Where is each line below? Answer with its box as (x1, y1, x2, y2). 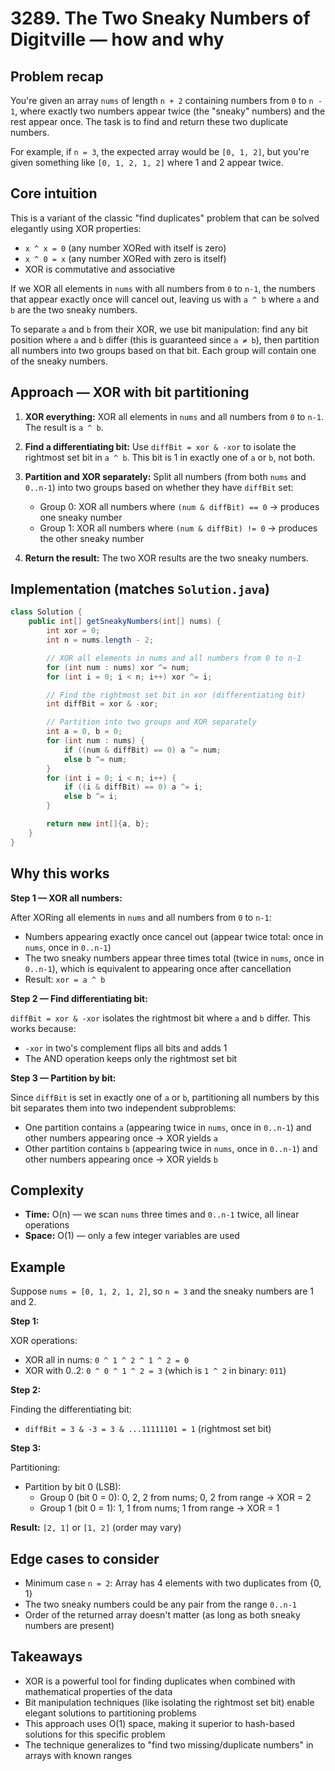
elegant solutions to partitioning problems (24, 1707, 197, 1719)
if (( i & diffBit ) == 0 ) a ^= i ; (63, 782, 204, 792)
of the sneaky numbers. (10, 355, 109, 367)
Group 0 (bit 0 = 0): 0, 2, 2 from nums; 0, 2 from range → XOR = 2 (39, 1492, 312, 1504)
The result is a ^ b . (24, 421, 104, 433)
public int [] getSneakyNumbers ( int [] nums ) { (28, 617, 222, 627)
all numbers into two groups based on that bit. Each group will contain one (10, 344, 317, 356)
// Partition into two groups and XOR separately (46, 717, 257, 727)
